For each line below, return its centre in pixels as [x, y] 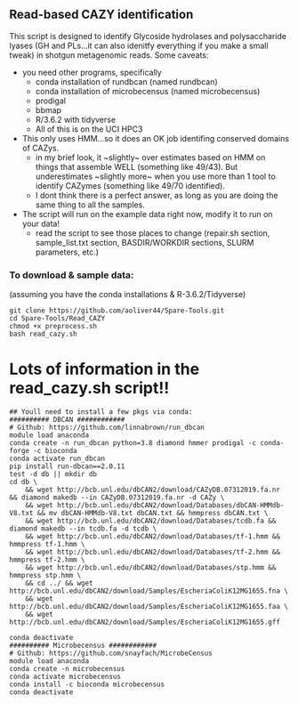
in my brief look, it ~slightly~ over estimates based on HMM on [150, 157]
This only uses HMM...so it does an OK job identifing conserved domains [156, 138]
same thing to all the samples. [90, 205]
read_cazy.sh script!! [89, 388]
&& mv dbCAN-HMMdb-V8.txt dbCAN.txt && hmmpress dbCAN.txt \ [153, 514]
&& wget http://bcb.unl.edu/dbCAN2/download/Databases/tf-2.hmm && [153, 552]
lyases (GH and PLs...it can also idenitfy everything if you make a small [139, 45]
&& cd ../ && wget [59, 583]
